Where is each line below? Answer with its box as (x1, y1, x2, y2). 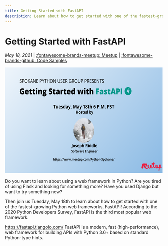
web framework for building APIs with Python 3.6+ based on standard (5, 229, 149, 235)
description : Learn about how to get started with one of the (5, 13, 137, 19)
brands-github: (5, 58, 36, 64)
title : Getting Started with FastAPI (5, 8, 84, 13)
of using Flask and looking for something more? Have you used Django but (5, 183, 159, 189)
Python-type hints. (5, 234, 44, 240)
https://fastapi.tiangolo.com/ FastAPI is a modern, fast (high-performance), (5, 224, 160, 230)
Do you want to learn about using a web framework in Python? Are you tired (5, 178, 161, 184)
